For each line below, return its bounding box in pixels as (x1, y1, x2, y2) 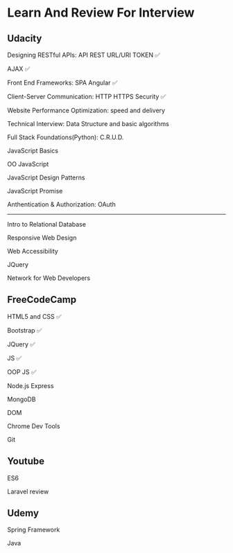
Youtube (7, 455, 45, 467)
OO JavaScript (7, 160, 49, 168)
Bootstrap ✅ (7, 326, 42, 334)
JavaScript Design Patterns (7, 173, 85, 182)
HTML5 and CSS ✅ (7, 312, 62, 320)
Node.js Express (7, 381, 54, 389)
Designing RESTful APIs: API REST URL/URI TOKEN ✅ (7, 51, 161, 59)
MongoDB (7, 395, 36, 403)
